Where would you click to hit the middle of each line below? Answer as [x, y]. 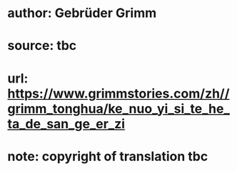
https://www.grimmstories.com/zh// [118, 93]
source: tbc [42, 46]
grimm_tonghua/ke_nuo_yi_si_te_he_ [118, 109]
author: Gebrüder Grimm [82, 13]
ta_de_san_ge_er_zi [66, 124]
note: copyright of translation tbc [108, 156]
